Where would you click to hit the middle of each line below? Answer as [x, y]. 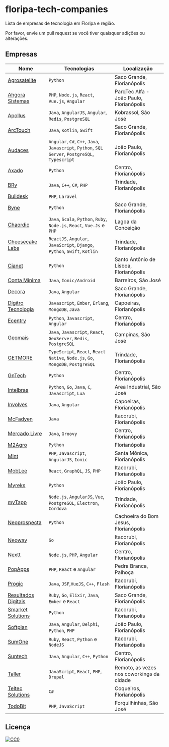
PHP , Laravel [63, 196]
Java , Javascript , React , [76, 332]
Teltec [15, 688]
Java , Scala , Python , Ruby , [78, 219]
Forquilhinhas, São [137, 703]
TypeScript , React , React [77, 351]
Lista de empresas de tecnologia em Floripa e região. [60, 23]
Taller [14, 674]
